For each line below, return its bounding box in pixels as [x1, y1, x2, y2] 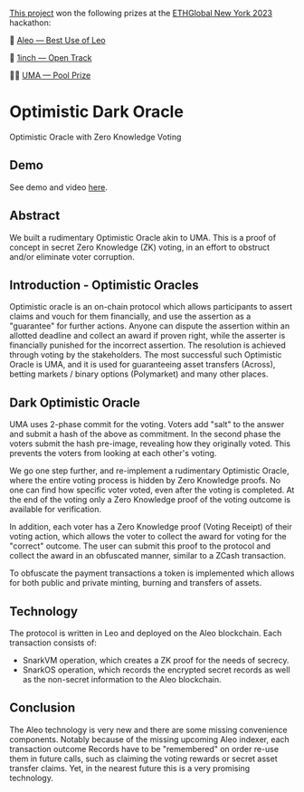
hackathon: [9, 17, 52, 28]
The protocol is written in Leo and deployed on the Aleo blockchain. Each [9, 628, 282, 638]
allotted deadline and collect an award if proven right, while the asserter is [9, 330, 286, 341]
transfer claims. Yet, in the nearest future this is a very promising [9, 762, 251, 773]
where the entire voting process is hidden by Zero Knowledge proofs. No [9, 475, 281, 486]
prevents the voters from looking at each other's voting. [9, 448, 217, 459]
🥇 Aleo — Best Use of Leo [9, 35, 106, 45]
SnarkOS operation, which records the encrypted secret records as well [22, 664, 291, 675]
